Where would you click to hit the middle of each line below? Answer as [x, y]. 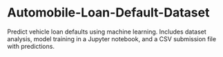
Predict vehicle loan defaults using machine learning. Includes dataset [107, 32]
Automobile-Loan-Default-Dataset [108, 13]
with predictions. [31, 46]
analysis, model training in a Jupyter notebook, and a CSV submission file [111, 38]
